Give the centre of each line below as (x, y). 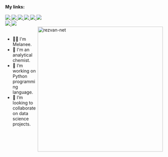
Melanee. (22, 44)
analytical (22, 55)
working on (24, 71)
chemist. (21, 60)
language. (23, 92)
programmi (24, 81)
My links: (15, 7)
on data (20, 113)
